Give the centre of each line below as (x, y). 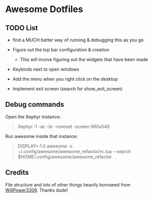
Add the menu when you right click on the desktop (65, 79)
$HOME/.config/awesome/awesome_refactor (65, 157)
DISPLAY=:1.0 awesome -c (45, 146)
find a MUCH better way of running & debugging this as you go (78, 40)
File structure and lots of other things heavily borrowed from (68, 184)
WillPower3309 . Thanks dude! (37, 190)
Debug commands (35, 105)
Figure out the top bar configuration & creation (61, 50)
